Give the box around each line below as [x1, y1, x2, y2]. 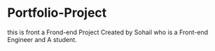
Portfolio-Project [7, 5, 107, 21]
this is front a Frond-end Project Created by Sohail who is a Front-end [7, 28, 209, 36]
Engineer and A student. [7, 35, 77, 43]
